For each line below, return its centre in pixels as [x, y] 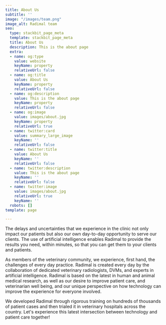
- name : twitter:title [33, 150]
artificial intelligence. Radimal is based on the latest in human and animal [80, 275]
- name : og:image [28, 112]
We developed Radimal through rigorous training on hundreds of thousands [83, 301]
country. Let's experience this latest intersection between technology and [81, 312]
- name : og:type [27, 56]
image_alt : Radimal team [31, 24]
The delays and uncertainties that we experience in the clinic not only [77, 229]
